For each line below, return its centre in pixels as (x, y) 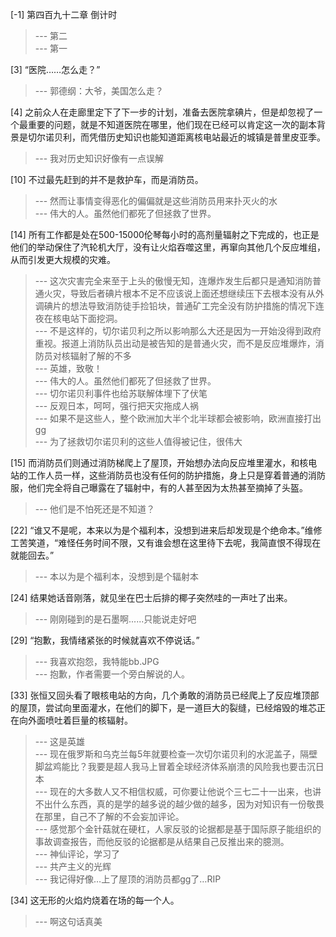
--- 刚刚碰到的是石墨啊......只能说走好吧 (115, 619)
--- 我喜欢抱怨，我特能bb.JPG (97, 661)
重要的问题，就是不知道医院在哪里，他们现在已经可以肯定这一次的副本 (172, 124)
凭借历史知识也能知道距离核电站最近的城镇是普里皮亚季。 (207, 137)
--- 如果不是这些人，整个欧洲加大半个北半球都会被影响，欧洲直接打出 (178, 418)
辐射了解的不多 (100, 356)
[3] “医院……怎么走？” (55, 69)
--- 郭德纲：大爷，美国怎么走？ (99, 91)
